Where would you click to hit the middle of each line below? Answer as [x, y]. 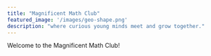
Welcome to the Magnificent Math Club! [64, 46]
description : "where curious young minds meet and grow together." [106, 26]
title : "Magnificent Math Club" [53, 13]
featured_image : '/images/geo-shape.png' [68, 20]
